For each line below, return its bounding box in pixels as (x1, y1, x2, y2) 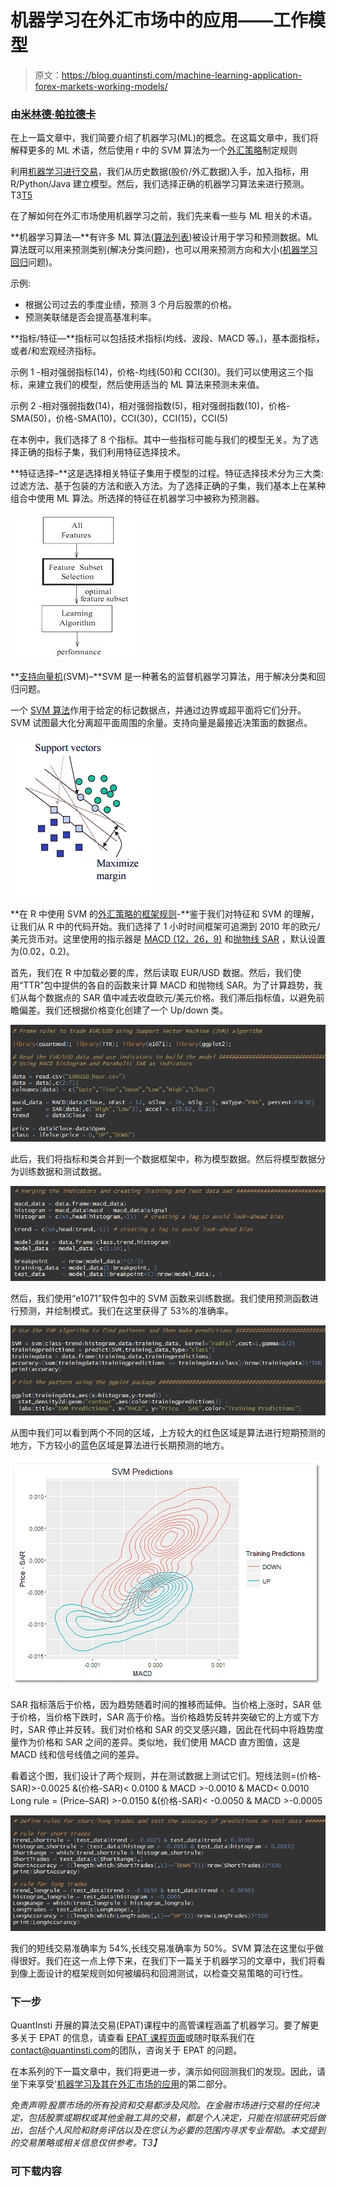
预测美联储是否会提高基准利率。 (24, 311, 157, 323)
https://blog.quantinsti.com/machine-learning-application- (61, 69, 303, 81)
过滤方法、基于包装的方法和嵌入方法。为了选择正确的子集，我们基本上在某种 (10, 480, 326, 492)
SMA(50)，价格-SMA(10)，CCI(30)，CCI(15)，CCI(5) (10, 412, 229, 425)
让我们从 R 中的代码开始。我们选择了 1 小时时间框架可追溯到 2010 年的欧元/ (10, 921, 321, 933)
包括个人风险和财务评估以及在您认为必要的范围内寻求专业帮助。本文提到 (27, 2124, 326, 2136)
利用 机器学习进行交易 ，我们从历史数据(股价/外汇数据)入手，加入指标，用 (10, 166, 310, 178)
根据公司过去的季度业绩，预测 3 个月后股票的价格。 (24, 299, 238, 311)
